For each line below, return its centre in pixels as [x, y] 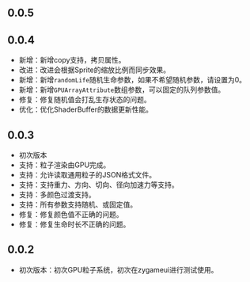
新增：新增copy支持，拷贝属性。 [72, 60]
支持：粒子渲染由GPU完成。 [64, 165]
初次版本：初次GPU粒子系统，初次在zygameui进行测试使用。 [118, 269]
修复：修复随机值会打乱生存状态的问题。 [85, 100]
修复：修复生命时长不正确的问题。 [74, 224]
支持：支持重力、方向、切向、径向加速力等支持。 [98, 185]
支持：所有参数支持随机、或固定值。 [78, 204]
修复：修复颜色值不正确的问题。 [71, 215]
